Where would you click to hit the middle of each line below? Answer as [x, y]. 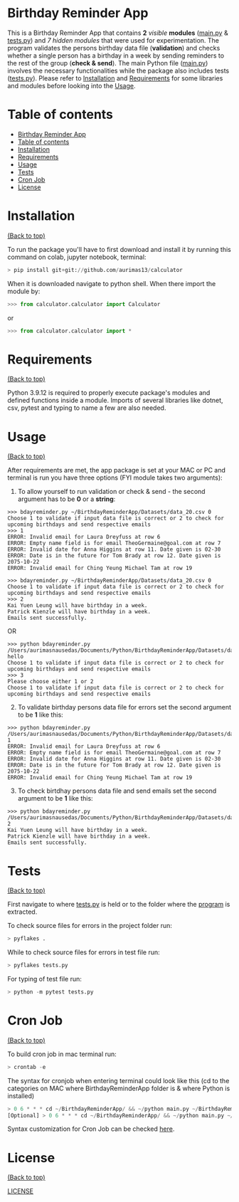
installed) [21, 1096]
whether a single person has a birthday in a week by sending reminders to [116, 56]
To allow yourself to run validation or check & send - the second [111, 492]
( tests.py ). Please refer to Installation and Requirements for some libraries [115, 78]
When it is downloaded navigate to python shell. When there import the [112, 283]
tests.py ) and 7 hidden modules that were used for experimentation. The [113, 40]
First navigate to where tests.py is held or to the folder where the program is [119, 905]
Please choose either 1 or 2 [51, 682]
